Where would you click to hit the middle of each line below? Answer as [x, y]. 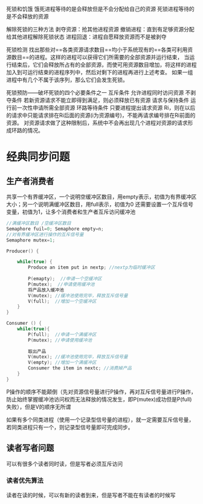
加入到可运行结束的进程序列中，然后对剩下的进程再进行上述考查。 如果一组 [100, 72]
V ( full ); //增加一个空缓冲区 [62, 301]
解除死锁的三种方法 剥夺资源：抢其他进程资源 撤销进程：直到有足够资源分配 [100, 29]
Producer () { [23, 251]
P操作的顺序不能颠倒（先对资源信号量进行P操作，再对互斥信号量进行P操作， [101, 392]
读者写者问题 [30, 448]
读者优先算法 [25, 480]
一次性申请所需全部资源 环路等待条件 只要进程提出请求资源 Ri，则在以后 [106, 108]
